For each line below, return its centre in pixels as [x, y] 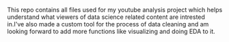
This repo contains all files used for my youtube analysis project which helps [115, 10]
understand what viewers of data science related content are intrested [106, 17]
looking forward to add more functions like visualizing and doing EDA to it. [111, 31]
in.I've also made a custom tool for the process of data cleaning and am [108, 24]
